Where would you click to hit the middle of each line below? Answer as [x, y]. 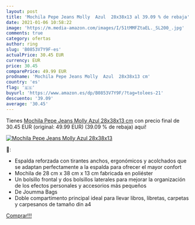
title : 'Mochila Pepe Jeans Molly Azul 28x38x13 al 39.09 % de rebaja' [98, 17]
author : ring [22, 44]
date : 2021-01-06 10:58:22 [39, 22]
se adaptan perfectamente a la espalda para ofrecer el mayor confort [98, 167]
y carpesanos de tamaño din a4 [53, 204]
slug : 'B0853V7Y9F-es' [34, 50]
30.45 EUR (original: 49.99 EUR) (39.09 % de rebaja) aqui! [76, 127]
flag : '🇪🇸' [20, 88]
